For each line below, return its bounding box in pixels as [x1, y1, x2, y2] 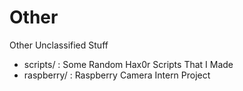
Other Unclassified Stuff [9, 39, 109, 51]
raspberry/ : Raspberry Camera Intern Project [23, 69, 211, 81]
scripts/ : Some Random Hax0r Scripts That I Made [23, 58, 234, 70]
